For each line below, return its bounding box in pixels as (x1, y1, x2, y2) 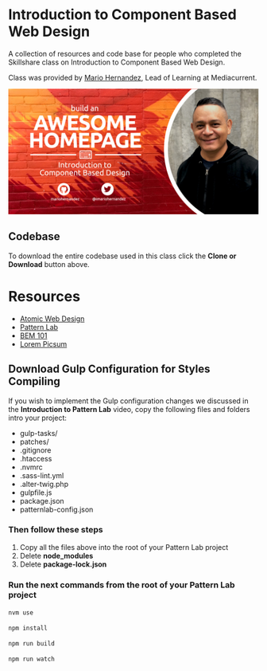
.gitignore (19, 445, 52, 455)
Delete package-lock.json (19, 559, 107, 569)
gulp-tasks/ (19, 428, 58, 438)
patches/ (19, 437, 49, 446)
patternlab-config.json (19, 504, 94, 514)
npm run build (8, 640, 56, 648)
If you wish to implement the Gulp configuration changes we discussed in (8, 396, 249, 406)
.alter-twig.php (19, 479, 69, 489)
